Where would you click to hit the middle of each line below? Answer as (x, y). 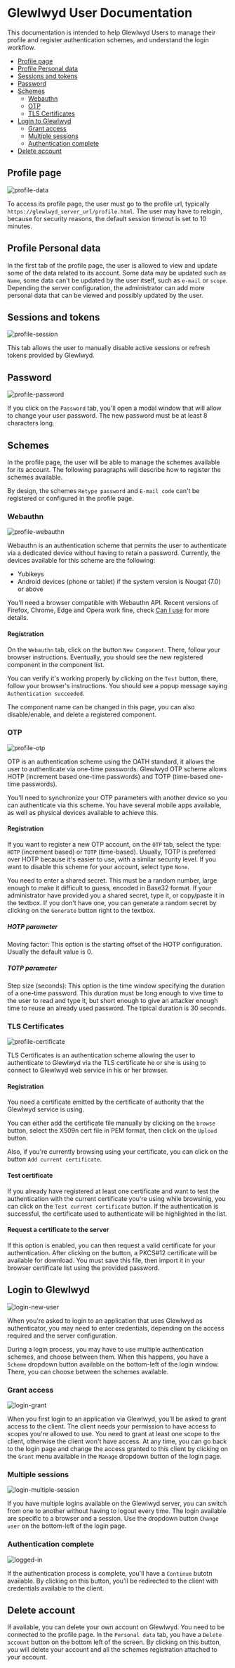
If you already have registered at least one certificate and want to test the (113, 1191)
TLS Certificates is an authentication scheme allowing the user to (101, 1055)
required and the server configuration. (62, 1336)
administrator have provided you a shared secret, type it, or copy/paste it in (116, 895)
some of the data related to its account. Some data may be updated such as (117, 273)
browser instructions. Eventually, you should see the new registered (105, 657)
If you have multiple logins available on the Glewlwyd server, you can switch (117, 1504)
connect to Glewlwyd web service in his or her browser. (88, 1070)
